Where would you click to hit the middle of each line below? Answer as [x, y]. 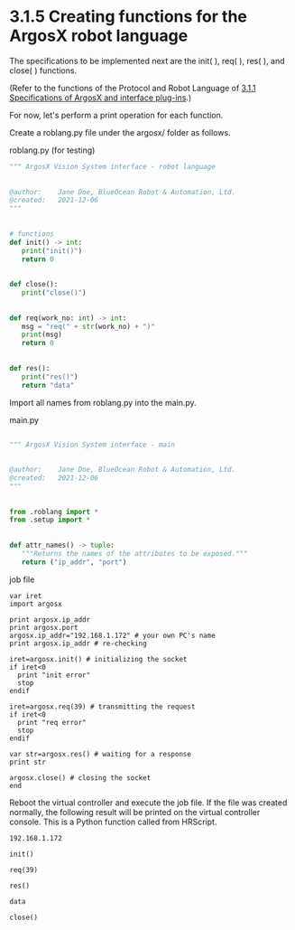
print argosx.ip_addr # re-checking [78, 643]
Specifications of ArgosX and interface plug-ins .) [101, 98]
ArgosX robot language [99, 36]
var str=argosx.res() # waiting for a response [101, 754]
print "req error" [52, 722]
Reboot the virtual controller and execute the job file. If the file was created [148, 803]
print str [28, 762]
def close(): [34, 285]
